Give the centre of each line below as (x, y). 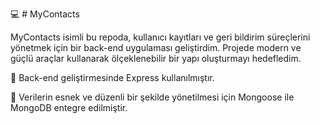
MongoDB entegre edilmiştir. (69, 107)
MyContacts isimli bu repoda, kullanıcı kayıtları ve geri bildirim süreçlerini (160, 37)
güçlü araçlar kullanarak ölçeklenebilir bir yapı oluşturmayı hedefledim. (156, 58)
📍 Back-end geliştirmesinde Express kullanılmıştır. (112, 77)
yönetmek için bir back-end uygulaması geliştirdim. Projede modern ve (156, 47)
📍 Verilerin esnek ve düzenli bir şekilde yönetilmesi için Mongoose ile (152, 97)
